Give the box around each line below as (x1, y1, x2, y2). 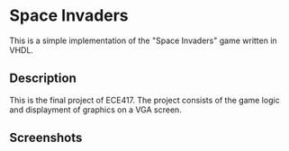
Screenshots (9, 130, 83, 146)
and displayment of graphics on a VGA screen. (9, 104, 182, 115)
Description (9, 71, 77, 86)
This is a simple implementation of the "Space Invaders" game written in (9, 35, 277, 46)
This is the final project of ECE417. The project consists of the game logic (9, 94, 281, 105)
